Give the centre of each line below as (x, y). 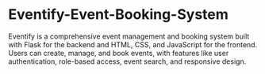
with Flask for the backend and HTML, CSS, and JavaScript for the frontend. (133, 44)
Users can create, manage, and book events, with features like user (119, 53)
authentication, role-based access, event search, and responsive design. (127, 61)
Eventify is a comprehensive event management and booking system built (129, 36)
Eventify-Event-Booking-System (118, 15)
